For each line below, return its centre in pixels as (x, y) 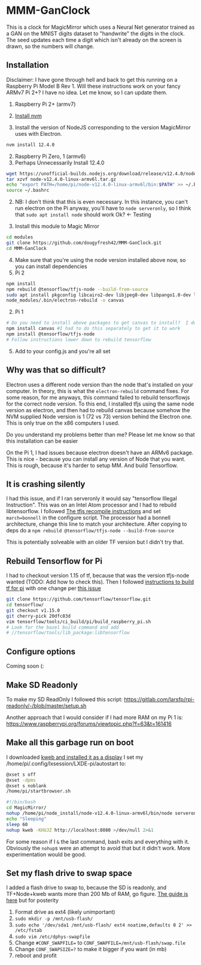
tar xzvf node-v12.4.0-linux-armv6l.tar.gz (61, 179)
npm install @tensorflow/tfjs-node (51, 334)
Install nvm (28, 115)
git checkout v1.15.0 (33, 610)
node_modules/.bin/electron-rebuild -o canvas (65, 300)
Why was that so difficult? (56, 370)
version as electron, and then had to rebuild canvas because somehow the (98, 410)
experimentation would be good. (46, 854)
